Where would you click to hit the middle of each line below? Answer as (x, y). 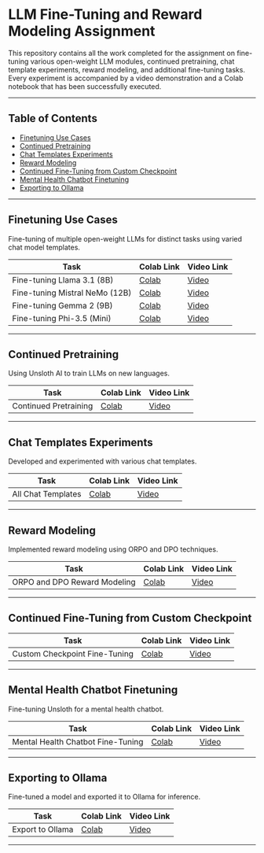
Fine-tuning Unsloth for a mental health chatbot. (86, 709)
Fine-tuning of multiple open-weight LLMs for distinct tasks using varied (125, 238)
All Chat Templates (47, 494)
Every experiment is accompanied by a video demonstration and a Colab (126, 78)
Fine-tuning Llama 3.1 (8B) (63, 279)
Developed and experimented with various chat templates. (103, 461)
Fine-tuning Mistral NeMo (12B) (72, 293)
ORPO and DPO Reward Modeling (74, 582)
